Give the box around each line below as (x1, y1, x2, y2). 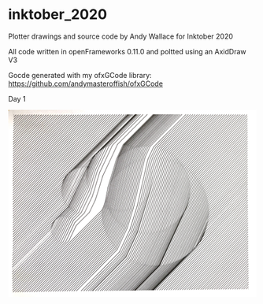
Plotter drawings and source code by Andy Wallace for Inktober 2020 (8, 32, 234, 41)
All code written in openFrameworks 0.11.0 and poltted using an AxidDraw (8, 46, 246, 56)
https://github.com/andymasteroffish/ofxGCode (8, 79, 164, 88)
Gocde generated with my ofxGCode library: (8, 70, 152, 80)
